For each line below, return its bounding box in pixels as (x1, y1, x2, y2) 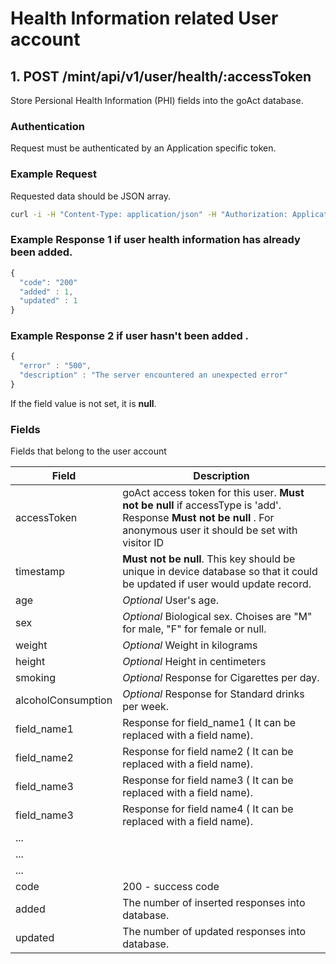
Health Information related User (10, 7, 279, 30)
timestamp (15, 565, 66, 579)
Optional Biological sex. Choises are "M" (122, 610, 313, 624)
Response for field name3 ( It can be (122, 773, 294, 787)
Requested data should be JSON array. (10, 190, 172, 202)
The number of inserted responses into (122, 896, 306, 910)
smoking (15, 671, 56, 685)
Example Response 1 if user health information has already (10, 233, 301, 247)
